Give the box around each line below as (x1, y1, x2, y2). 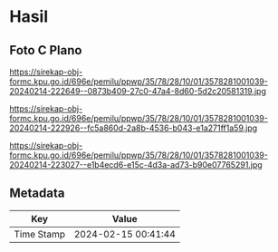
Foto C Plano (9, 43, 82, 58)
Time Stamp (14, 228, 66, 240)
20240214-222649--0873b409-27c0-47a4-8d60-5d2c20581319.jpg (9, 86, 267, 96)
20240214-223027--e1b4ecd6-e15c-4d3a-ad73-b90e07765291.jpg (9, 160, 263, 170)
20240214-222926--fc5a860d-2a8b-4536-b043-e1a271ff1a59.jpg (9, 122, 258, 133)
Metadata (9, 186, 65, 201)
